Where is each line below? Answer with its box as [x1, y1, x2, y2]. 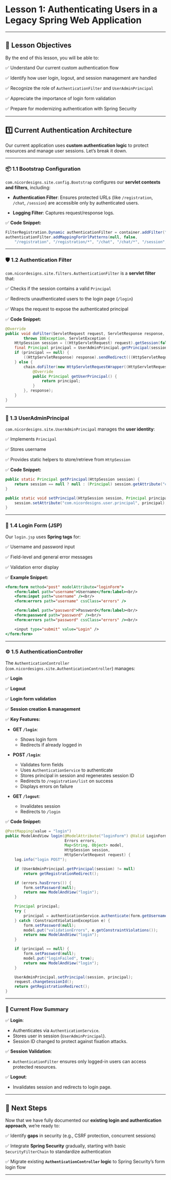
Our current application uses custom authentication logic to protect [5, 142, 149, 148]
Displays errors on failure [20, 783, 73, 789]
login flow [5, 1164, 26, 1170]
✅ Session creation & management [5, 706, 80, 712]
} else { [14, 359, 33, 365]
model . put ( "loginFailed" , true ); [23, 956, 95, 961]
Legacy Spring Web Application [5, 14, 142, 26]
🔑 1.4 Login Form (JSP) [5, 522, 63, 529]
